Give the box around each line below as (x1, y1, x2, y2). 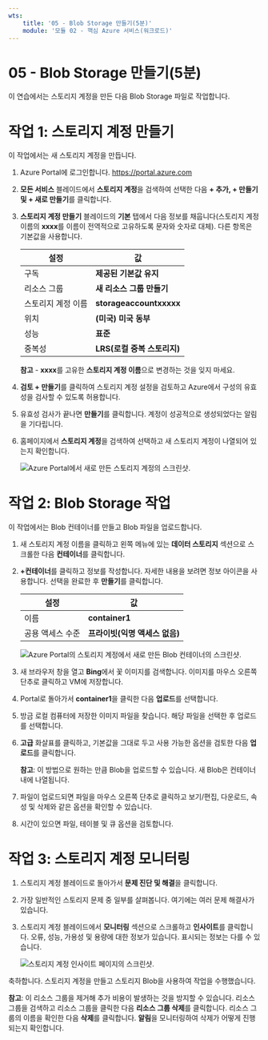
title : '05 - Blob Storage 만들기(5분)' (22, 19, 153, 27)
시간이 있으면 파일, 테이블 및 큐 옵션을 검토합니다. (19, 819, 174, 829)
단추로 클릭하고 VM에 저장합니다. (19, 677, 124, 687)
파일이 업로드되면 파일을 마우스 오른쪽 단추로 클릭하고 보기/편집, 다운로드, (19, 792, 250, 801)
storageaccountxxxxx (95, 298, 182, 309)
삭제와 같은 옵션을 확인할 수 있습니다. (37, 802, 153, 812)
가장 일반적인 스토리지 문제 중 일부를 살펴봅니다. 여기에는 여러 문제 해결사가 (19, 895, 255, 905)
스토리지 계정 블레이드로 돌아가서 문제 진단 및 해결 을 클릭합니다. (19, 878, 218, 888)
